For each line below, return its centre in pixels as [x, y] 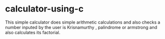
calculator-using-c [44, 9]
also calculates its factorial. [33, 32]
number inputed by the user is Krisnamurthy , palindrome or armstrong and [81, 27]
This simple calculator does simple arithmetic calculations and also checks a [83, 22]
